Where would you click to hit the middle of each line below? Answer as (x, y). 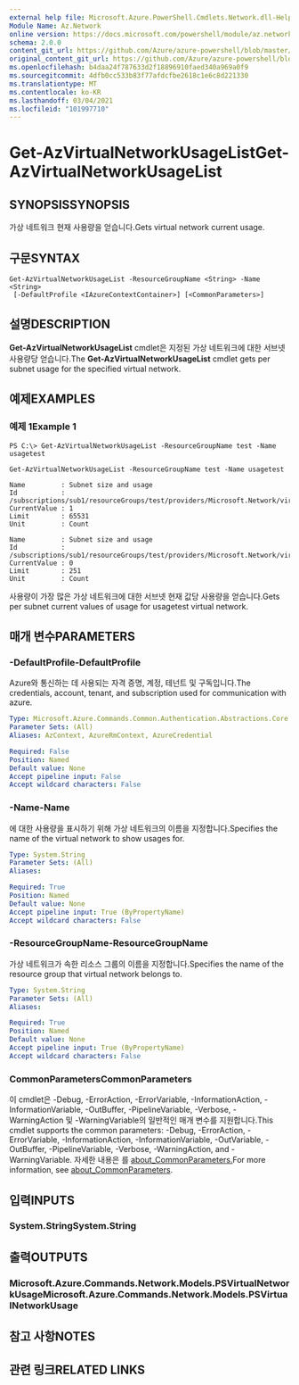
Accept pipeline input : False (65, 776)
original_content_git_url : (59, 59)
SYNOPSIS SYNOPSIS (70, 205)
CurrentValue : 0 (41, 563)
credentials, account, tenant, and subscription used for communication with (148, 693)
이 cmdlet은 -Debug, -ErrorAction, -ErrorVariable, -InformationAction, (136, 1099)
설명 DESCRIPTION (60, 324)
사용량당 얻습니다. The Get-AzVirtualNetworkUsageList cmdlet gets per (140, 359)
